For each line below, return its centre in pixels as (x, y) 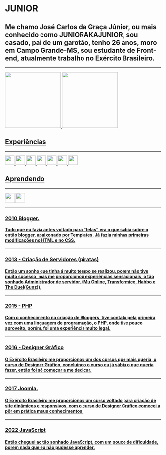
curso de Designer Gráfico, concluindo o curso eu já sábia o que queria (80, 364)
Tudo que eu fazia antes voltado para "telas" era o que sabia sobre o (77, 230)
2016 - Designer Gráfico (35, 347)
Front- (146, 50)
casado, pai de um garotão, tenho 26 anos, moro (81, 42)
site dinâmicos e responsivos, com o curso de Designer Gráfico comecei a (83, 406)
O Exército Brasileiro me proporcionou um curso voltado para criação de (81, 400)
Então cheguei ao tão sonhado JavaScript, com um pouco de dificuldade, (82, 442)
